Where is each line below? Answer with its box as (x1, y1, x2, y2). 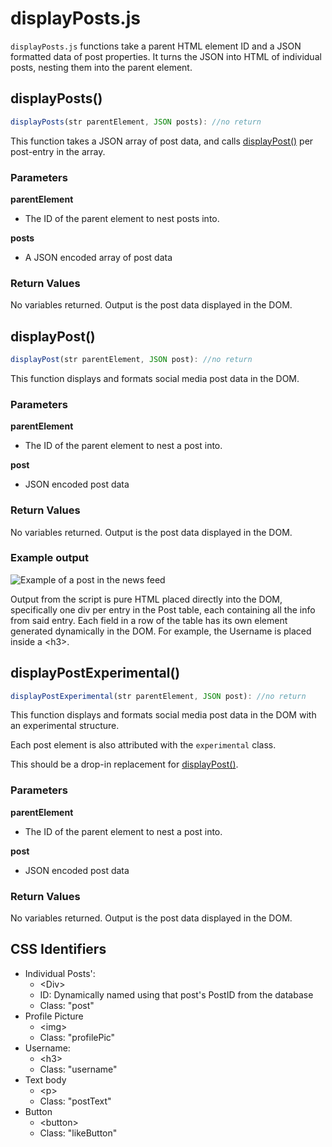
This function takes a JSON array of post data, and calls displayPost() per (10, 135, 314, 147)
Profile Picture (24, 1010, 84, 1022)
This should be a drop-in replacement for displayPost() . (10, 758, 239, 771)
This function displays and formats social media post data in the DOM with (10, 709, 317, 721)
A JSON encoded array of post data (24, 251, 173, 263)
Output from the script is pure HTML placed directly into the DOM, (10, 593, 283, 605)
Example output (10, 551, 89, 565)
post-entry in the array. (10, 145, 106, 157)
